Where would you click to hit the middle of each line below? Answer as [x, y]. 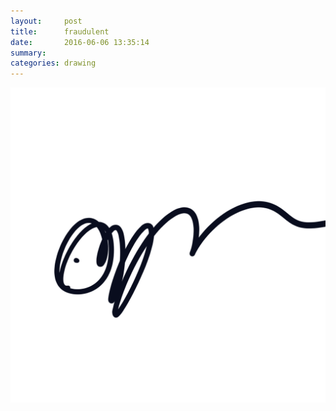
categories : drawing [53, 63]
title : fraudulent [60, 31]
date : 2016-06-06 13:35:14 [80, 42]
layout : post [46, 21]
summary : [28, 53]
